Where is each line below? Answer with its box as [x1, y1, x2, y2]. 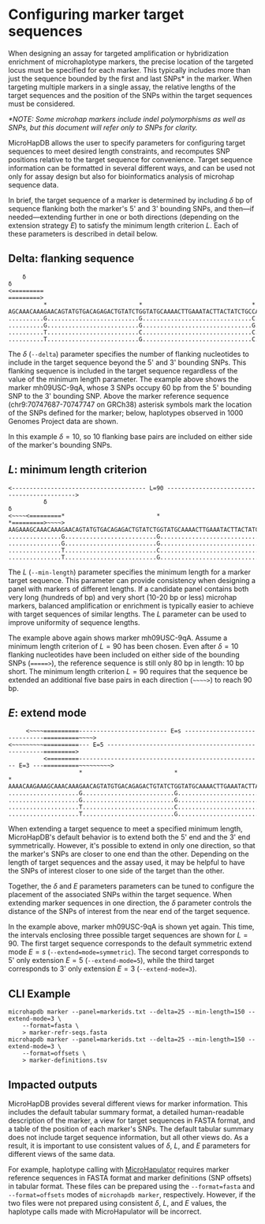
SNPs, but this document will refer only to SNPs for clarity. [8, 123, 198, 132]
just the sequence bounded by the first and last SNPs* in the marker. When [8, 74, 252, 83]
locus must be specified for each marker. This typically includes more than [8, 65, 251, 74]
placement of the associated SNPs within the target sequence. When [8, 890, 233, 900]
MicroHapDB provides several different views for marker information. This [8, 1099, 248, 1108]
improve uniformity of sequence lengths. [8, 617, 140, 627]
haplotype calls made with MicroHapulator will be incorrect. [8, 1207, 202, 1216]
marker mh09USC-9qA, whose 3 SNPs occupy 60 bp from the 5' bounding [8, 382, 252, 392]
